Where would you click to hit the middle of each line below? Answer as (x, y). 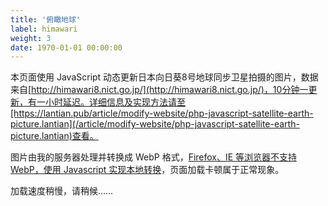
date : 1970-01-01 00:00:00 (66, 47)
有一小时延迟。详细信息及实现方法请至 (106, 102)
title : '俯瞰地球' (46, 19)
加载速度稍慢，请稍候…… (62, 191)
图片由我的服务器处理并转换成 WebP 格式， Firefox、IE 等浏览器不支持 (154, 157)
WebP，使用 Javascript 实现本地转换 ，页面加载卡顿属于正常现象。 (147, 170)
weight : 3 (31, 38)
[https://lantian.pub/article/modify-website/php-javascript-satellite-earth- (162, 113)
